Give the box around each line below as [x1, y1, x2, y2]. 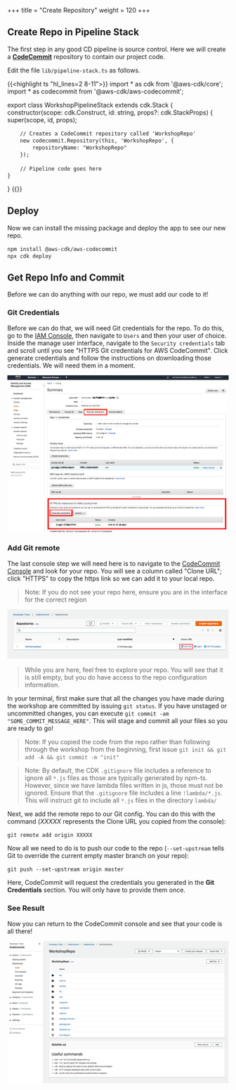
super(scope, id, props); [7, 115, 77, 124]
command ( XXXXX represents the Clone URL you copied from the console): [7, 817, 226, 826]
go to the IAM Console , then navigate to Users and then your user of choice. [7, 331, 227, 339]
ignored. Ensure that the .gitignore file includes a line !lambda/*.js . [24, 789, 223, 797]
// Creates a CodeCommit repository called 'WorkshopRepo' [20, 130, 197, 137]
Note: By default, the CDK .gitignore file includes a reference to [24, 766, 212, 775]
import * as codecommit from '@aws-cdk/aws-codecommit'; [7, 87, 184, 96]
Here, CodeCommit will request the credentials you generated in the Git [7, 878, 215, 887]
